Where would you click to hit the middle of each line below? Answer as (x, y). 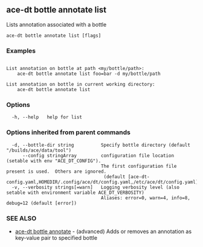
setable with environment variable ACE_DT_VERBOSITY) (76, 193)
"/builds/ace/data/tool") (39, 150)
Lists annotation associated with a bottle (56, 24)
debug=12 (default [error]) (42, 203)
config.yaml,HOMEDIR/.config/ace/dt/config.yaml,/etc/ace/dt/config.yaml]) (104, 182)
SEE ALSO (21, 218)
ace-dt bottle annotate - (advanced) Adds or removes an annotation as (103, 231)
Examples (21, 51)
